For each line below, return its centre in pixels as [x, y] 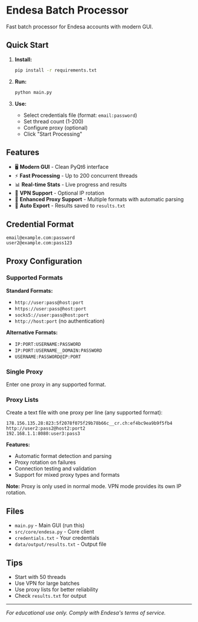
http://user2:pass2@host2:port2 [46, 428]
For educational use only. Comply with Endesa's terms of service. [86, 613]
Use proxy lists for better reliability [56, 590]
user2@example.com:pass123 [39, 243]
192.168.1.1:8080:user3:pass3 [43, 434]
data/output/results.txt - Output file [60, 544]
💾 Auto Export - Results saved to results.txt [70, 206]
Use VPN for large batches [47, 583]
